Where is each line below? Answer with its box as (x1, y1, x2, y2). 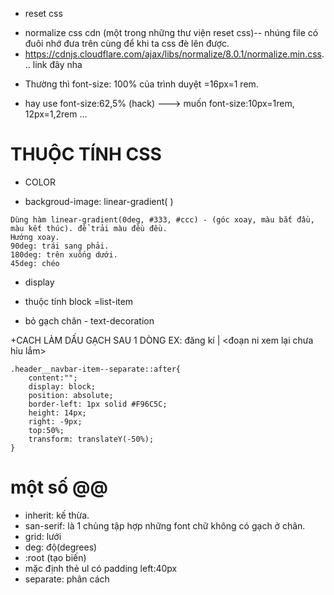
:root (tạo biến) (24, 551, 87, 563)
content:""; (28, 373, 78, 383)
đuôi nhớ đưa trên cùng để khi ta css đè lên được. (24, 38, 230, 49)
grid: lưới (24, 530, 62, 542)
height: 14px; (28, 408, 87, 418)
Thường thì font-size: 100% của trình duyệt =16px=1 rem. (24, 78, 259, 90)
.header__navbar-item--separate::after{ (10, 364, 182, 374)
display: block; (28, 381, 97, 392)
